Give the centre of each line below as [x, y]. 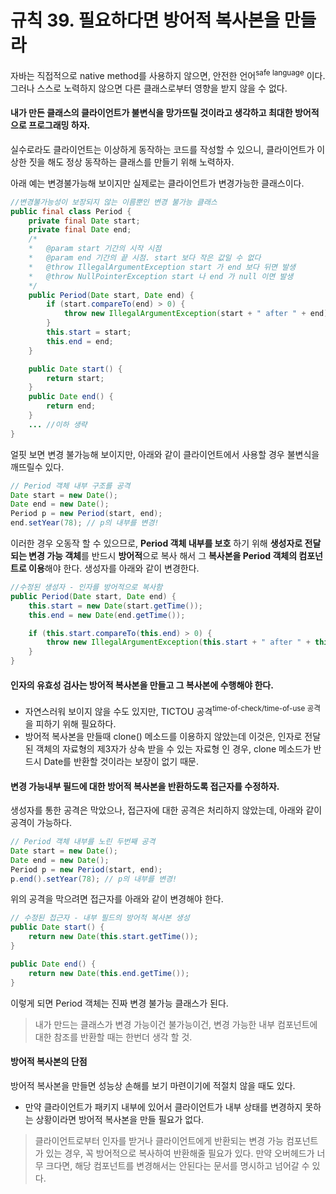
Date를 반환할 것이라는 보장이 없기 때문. [121, 761]
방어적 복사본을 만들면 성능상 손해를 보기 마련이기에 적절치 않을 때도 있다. [153, 1085]
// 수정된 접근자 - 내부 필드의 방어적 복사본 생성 [100, 918]
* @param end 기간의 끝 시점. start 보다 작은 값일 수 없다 [145, 258]
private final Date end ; [80, 230]
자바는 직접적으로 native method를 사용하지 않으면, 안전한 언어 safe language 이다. [168, 74]
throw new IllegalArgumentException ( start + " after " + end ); [198, 314]
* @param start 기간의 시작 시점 [95, 249]
